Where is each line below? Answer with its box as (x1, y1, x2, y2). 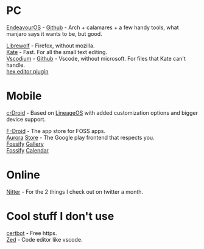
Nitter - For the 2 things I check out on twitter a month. (6, 188, 144, 195)
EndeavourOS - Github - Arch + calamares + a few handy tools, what (6, 24, 179, 31)
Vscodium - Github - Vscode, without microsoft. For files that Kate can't (6, 55, 186, 62)
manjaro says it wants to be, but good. (6, 30, 102, 37)
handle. (6, 61, 26, 69)
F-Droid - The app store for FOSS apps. (6, 127, 105, 134)
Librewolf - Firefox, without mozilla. (6, 42, 95, 49)
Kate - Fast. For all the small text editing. (6, 48, 108, 55)
